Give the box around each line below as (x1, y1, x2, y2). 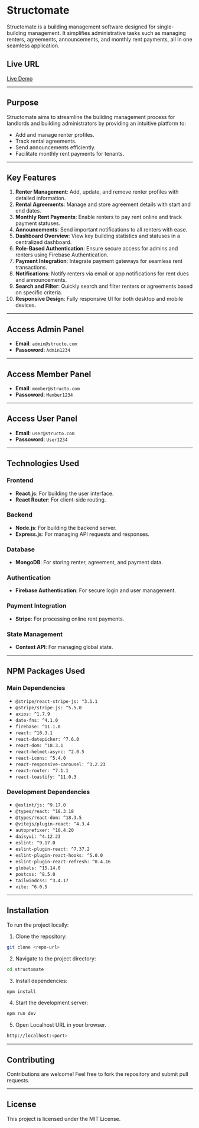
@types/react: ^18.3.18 (15, 808, 74, 814)
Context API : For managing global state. (15, 643, 113, 650)
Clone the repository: (15, 933, 67, 940)
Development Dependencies (6, 788, 90, 796)
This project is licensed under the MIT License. (6, 1115, 121, 1122)
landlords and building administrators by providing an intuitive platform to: (6, 120, 187, 127)
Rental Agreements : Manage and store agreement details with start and (15, 201, 191, 208)
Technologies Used (6, 458, 79, 468)
